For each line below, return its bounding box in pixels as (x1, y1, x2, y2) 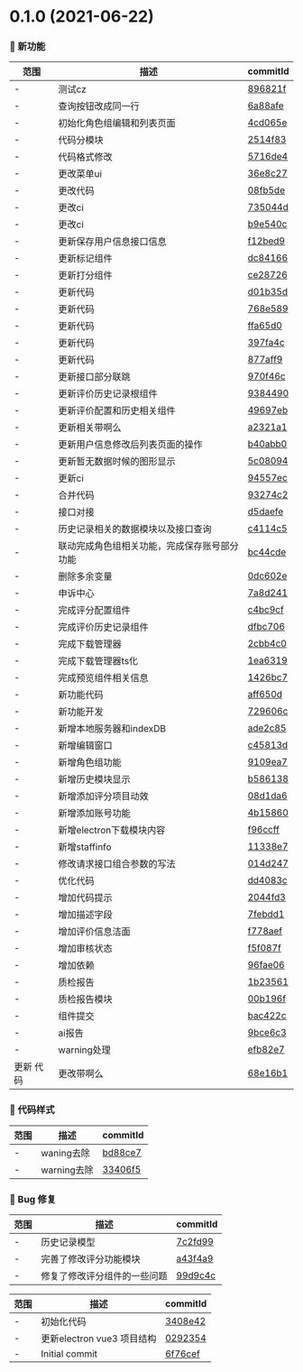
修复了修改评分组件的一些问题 (41, 1270, 169, 1283)
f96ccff (247, 824, 280, 836)
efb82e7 (247, 1044, 286, 1056)
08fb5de (247, 184, 286, 197)
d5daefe (247, 505, 284, 518)
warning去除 (41, 1164, 94, 1176)
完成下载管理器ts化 (58, 655, 139, 668)
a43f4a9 (176, 1252, 214, 1265)
